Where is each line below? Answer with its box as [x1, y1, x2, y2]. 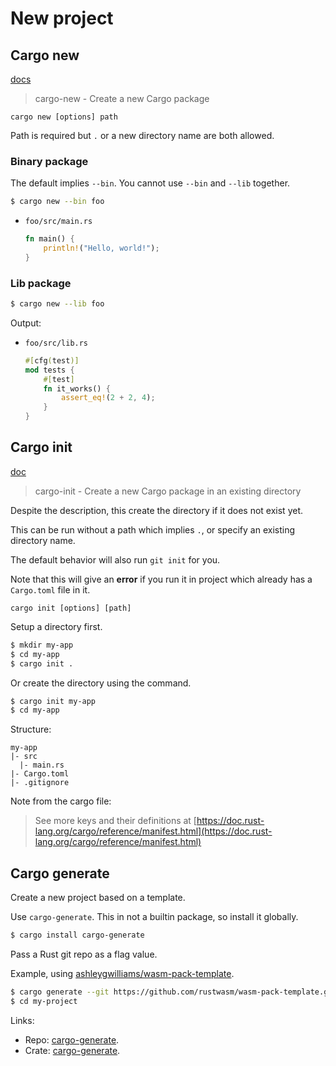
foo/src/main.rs [24, 217, 93, 227]
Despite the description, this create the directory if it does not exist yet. [10, 504, 304, 516]
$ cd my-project [10, 996, 78, 1006]
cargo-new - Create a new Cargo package [34, 93, 210, 104]
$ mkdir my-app [10, 640, 74, 650]
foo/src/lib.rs [24, 338, 89, 348]
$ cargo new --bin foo [10, 197, 105, 207]
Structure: [10, 723, 52, 736]
